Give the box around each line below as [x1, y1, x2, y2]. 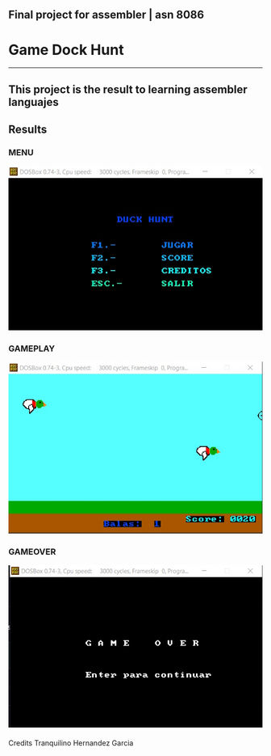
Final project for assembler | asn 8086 [8, 8, 204, 22]
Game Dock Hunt [8, 40, 124, 59]
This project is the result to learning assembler [8, 82, 248, 96]
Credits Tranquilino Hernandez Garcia [8, 738, 134, 748]
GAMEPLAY [8, 343, 55, 354]
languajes [8, 95, 59, 109]
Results [8, 123, 48, 137]
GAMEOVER [8, 547, 56, 558]
